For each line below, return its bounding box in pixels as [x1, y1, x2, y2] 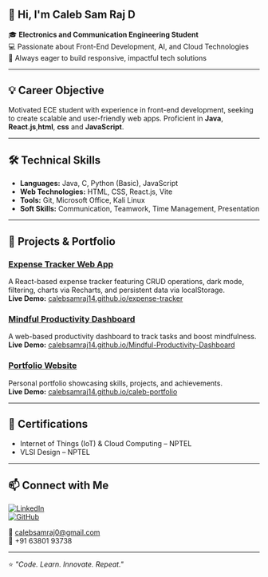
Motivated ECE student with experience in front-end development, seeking [8, 105, 254, 114]
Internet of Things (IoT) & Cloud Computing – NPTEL [19, 438, 192, 448]
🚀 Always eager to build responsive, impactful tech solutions [8, 53, 207, 62]
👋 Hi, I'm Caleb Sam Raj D [8, 8, 136, 22]
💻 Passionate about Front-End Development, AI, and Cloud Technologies [8, 41, 250, 51]
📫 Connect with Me [8, 478, 109, 492]
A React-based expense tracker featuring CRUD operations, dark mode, [8, 277, 245, 287]
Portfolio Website [8, 360, 77, 371]
